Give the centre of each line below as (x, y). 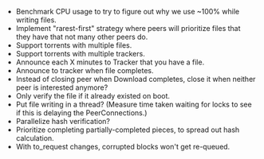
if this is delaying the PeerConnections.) (81, 113)
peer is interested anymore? (62, 87)
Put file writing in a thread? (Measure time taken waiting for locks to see (134, 104)
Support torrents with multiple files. (74, 45)
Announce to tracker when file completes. (85, 70)
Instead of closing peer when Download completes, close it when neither (136, 79)
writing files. (36, 20)
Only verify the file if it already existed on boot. (93, 96)
